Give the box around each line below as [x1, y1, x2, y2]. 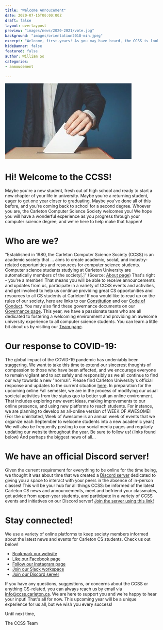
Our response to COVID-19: [5, 341, 117, 352]
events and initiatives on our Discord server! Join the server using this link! [5, 498, 154, 504]
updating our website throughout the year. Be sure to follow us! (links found [5, 429, 156, 435]
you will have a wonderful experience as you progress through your [5, 213, 140, 219]
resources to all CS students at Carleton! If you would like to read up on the [5, 293, 155, 298]
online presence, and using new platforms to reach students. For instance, [5, 403, 154, 409]
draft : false [5, 18, 32, 23]
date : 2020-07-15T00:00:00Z [5, 13, 62, 18]
